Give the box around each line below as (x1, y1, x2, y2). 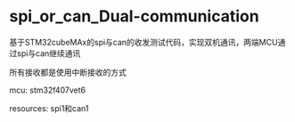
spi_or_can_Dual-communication (9, 6, 260, 27)
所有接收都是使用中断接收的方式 (9, 67, 127, 77)
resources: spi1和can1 (9, 102, 89, 113)
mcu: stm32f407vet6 (9, 85, 86, 95)
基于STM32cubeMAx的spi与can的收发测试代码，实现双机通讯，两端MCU (9, 37, 278, 47)
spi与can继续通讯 (16, 47, 81, 59)
